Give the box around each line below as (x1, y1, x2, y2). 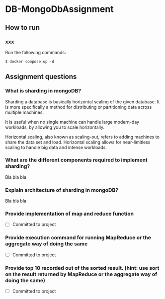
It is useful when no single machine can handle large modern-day (5, 119, 140, 125)
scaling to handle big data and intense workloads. (5, 144, 107, 150)
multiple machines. (5, 109, 44, 115)
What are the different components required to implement (5, 156, 148, 163)
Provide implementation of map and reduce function (5, 210, 134, 217)
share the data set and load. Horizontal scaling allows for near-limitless (5, 139, 151, 145)
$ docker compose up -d (5, 59, 55, 64)
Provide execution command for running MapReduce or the (5, 234, 152, 241)
